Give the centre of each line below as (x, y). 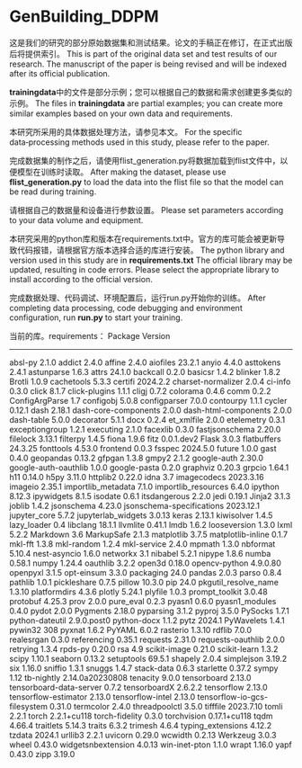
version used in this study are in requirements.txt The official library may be (151, 260)
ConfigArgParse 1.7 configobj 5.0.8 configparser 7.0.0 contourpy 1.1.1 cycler (148, 400)
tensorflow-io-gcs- (232, 697)
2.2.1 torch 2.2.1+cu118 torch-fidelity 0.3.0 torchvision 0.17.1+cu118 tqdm (141, 716)
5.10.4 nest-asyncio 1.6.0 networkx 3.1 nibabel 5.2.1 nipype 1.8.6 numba (140, 553)
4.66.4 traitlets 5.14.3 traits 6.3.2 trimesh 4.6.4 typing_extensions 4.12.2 (141, 725)
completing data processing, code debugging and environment (126, 308)
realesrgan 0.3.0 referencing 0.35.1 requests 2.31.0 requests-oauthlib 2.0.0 (147, 639)
